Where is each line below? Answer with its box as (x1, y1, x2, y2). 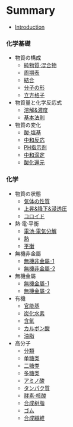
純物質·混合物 (23, 62, 57, 69)
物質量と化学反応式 (14, 99, 62, 106)
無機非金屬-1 (23, 257, 55, 264)
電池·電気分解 (23, 227, 57, 234)
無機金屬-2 (23, 287, 50, 294)
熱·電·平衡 (14, 219, 39, 227)
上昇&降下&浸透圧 (23, 205, 67, 212)
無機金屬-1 (23, 279, 49, 287)
